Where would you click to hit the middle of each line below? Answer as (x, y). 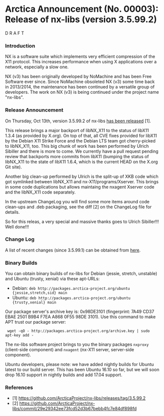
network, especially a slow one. (37, 67)
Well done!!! (17, 226)
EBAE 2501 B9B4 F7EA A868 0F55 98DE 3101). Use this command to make (80, 317)
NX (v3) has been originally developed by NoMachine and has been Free (78, 77)
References (19, 388)
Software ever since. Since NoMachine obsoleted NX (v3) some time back (80, 82)
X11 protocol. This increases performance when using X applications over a (81, 62)
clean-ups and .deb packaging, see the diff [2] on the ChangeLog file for (78, 207)
